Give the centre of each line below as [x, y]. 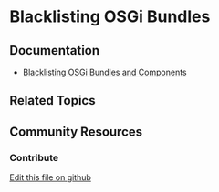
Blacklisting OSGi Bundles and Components [104, 72]
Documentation [55, 51]
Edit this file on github [50, 177]
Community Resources [76, 131]
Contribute [34, 157]
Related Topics [52, 101]
